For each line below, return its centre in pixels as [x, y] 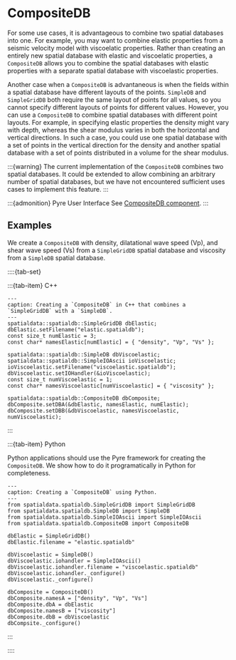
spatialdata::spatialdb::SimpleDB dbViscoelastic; [84, 354]
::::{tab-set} [24, 272]
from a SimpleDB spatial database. [57, 257]
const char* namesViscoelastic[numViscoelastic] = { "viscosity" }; [111, 386]
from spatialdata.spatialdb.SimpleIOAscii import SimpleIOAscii [104, 517]
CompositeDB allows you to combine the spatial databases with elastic [108, 63]
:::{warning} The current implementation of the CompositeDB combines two [116, 166]
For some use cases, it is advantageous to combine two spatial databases [116, 33]
